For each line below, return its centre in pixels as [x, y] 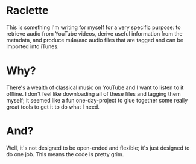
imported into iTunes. [33, 46]
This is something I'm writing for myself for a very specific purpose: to [93, 27]
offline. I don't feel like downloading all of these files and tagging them [93, 93]
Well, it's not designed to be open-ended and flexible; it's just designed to [98, 148]
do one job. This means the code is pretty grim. [65, 154]
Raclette [27, 11]
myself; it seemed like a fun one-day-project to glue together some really [97, 100]
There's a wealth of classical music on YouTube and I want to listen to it [95, 87]
